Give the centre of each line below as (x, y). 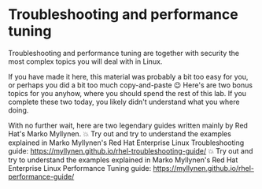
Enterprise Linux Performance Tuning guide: (80, 168)
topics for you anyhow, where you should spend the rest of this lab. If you (127, 93)
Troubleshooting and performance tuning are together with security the (124, 53)
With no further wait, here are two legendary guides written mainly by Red (128, 125)
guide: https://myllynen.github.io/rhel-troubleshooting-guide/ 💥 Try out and (131, 150)
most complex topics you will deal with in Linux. (85, 61)
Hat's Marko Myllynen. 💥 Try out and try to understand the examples (120, 133)
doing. (18, 110)
